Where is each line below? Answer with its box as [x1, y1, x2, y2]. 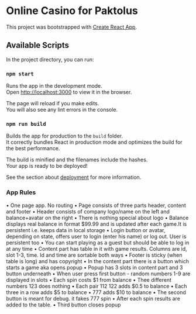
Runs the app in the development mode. [6, 82, 102, 89]
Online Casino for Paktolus [6, 4, 139, 18]
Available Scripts [6, 40, 69, 50]
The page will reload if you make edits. [6, 100, 99, 107]
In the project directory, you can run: [6, 56, 94, 63]
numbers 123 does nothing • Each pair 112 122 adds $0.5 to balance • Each [6, 282, 187, 289]
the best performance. [6, 145, 60, 152]
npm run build [6, 120, 46, 127]
